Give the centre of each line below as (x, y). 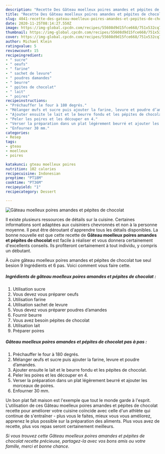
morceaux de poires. (34, 385)
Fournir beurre (27, 315)
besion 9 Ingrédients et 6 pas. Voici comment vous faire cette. (68, 265)
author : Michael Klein (29, 42)
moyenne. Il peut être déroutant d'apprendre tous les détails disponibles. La (82, 230)
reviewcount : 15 (22, 50)
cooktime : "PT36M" (24, 183)
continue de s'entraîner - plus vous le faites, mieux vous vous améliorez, (79, 416)
